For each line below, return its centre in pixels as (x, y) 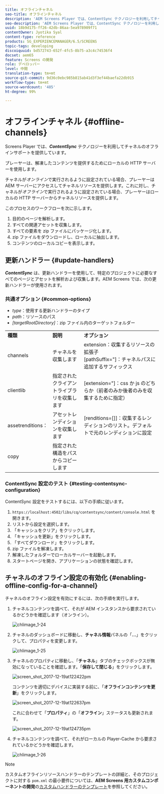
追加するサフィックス (108, 367)
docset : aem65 (20, 55)
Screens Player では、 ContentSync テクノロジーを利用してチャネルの (75, 146)
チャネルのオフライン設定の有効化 (56, 578)
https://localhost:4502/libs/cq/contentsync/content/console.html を (84, 512)
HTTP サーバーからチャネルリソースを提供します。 (70, 198)
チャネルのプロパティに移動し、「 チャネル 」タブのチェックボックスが (82, 661)
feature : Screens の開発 (29, 60)
